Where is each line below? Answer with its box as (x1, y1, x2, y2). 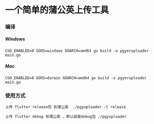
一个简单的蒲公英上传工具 (5, 4, 110, 16)
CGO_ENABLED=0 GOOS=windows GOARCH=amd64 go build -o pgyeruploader (5, 48, 149, 53)
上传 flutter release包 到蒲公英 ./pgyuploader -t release (5, 105, 126, 110)
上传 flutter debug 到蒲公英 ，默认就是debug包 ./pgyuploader (5, 114, 127, 119)
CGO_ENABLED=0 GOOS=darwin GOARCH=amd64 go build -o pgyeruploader (5, 76, 147, 81)
